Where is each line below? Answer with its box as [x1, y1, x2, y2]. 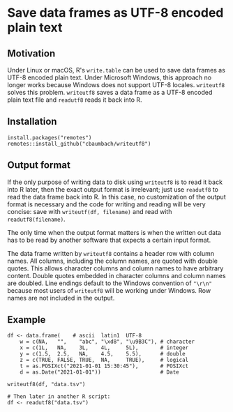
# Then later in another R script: [7, 393, 111, 400]
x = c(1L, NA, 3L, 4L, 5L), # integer [20, 344, 189, 351]
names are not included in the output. [7, 293, 115, 302]
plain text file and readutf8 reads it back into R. [7, 96, 142, 104]
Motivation [7, 47, 56, 59]
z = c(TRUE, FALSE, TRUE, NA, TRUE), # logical [20, 357, 189, 364]
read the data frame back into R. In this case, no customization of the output [7, 192, 226, 201]
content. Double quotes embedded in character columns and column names [7, 271, 226, 280]
